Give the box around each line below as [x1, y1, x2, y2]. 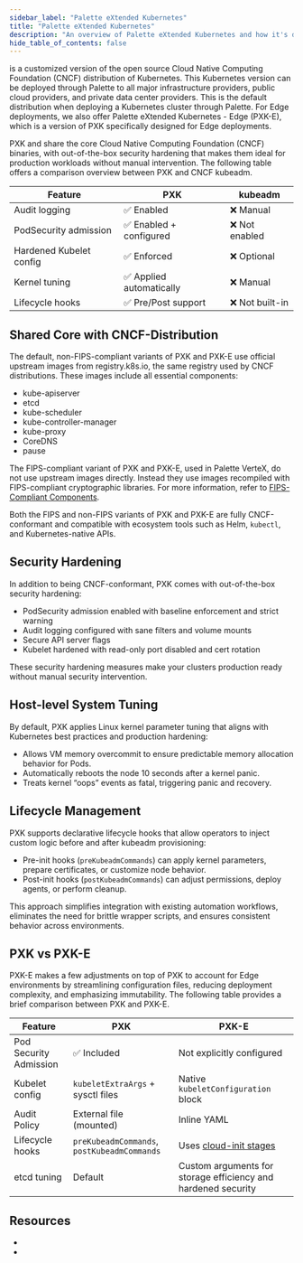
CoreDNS [22, 435, 59, 447]
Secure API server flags [22, 634, 111, 645]
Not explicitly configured [179, 1047, 283, 1060]
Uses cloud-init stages [179, 1139, 276, 1152]
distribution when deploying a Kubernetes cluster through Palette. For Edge [9, 101, 289, 113]
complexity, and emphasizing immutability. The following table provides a [9, 989, 282, 1000]
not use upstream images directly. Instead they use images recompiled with [9, 472, 290, 483]
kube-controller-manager [22, 416, 117, 427]
